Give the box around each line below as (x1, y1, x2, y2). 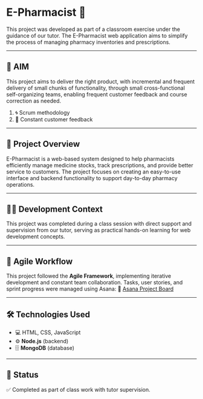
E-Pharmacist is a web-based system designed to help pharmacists (6, 155, 175, 163)
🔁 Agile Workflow (6, 256, 73, 266)
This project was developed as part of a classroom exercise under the (6, 25, 180, 33)
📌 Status (6, 370, 39, 380)
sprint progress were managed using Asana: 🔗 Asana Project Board (6, 285, 174, 293)
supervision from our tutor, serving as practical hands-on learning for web (6, 227, 191, 234)
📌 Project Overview (6, 139, 80, 149)
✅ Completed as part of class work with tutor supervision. (6, 386, 151, 393)
